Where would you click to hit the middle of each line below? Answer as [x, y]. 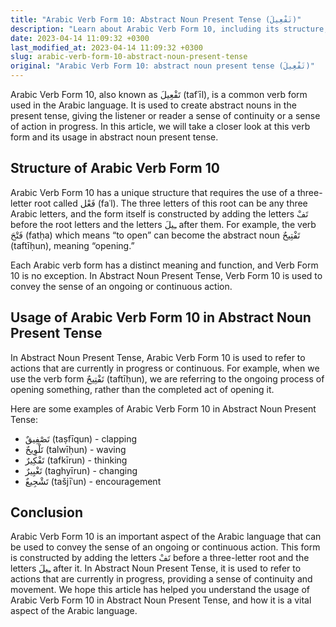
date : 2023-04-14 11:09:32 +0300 [80, 38]
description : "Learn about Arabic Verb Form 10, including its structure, [169, 29]
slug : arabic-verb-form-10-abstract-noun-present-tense [129, 57]
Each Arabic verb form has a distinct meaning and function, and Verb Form [164, 265]
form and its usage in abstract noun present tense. [114, 137]
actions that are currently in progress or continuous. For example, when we [165, 368]
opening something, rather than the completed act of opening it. [142, 389]
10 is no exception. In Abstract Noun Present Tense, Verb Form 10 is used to [166, 275]
